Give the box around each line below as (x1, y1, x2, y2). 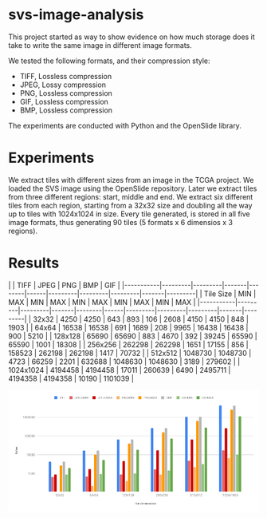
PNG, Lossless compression (19, 88, 113, 97)
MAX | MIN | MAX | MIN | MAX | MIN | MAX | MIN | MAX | (8, 297, 196, 306)
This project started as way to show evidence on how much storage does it (8, 32, 255, 42)
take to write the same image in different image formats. (8, 40, 193, 49)
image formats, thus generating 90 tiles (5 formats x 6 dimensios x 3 (8, 217, 234, 227)
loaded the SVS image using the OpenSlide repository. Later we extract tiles (8, 184, 257, 193)
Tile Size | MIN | (203, 289, 257, 299)
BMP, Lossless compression (19, 105, 113, 115)
